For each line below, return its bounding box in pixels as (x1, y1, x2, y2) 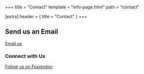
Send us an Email (5, 28, 59, 36)
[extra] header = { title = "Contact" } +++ (5, 14, 87, 19)
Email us (5, 40, 22, 46)
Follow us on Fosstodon (5, 64, 53, 70)
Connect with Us (5, 53, 45, 59)
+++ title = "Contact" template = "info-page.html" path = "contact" (5, 4, 140, 10)
